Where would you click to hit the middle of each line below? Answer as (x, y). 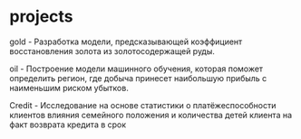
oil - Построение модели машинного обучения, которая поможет (136, 69)
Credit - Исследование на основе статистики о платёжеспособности (143, 105)
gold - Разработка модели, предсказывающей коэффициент (126, 42)
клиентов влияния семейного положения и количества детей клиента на (151, 115)
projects (42, 17)
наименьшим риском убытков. (69, 88)
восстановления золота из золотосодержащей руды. (112, 51)
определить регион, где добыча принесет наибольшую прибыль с (138, 78)
